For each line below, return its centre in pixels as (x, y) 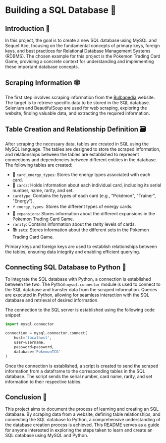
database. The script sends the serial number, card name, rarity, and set (79, 376)
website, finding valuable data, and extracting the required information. (78, 113)
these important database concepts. (42, 67)
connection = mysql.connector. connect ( (46, 333)
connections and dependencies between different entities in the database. (81, 159)
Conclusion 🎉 (26, 397)
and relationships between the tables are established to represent (72, 154)
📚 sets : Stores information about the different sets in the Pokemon (81, 230)
